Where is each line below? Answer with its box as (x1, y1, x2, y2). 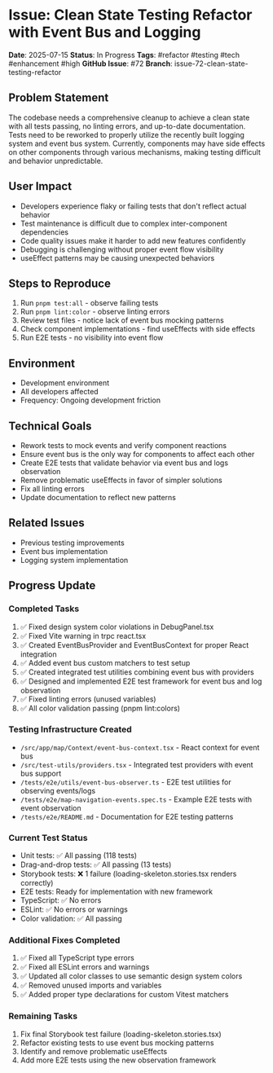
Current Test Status (8, 832, 88, 843)
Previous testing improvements (20, 538, 125, 547)
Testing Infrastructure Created (8, 723, 132, 735)
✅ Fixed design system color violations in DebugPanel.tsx (20, 622, 214, 631)
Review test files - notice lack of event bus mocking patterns (20, 315, 224, 325)
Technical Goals (8, 419, 92, 433)
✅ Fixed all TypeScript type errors (20, 953, 134, 963)
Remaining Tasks (8, 1010, 78, 1022)
